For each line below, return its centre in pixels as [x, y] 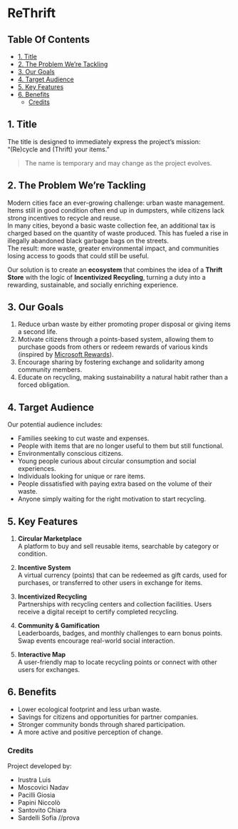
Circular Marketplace [50, 539]
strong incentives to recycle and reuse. [64, 218]
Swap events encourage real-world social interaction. [96, 641]
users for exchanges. [49, 670]
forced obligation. [43, 385]
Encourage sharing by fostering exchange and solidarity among [111, 362]
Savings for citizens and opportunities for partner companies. [108, 717]
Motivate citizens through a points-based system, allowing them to [115, 340]
